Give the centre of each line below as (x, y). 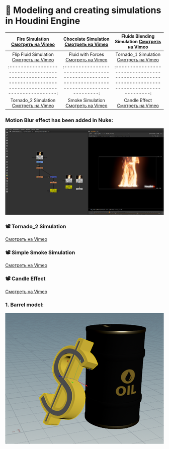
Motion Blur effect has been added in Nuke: (59, 120)
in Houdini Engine (43, 21)
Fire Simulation (33, 39)
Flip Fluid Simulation (33, 54)
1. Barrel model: (25, 305)
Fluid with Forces (87, 54)
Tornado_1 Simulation (138, 54)
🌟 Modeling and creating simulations (83, 10)
